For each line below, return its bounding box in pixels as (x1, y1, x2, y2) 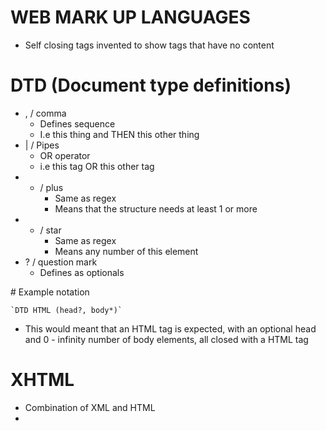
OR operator (39, 149, 91, 161)
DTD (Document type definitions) (10, 74, 292, 97)
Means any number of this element (54, 245, 199, 257)
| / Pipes (24, 139, 60, 151)
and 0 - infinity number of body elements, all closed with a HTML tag (24, 333, 309, 345)
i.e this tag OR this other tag (39, 160, 155, 172)
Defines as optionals (39, 266, 125, 278)
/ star (39, 224, 62, 236)
